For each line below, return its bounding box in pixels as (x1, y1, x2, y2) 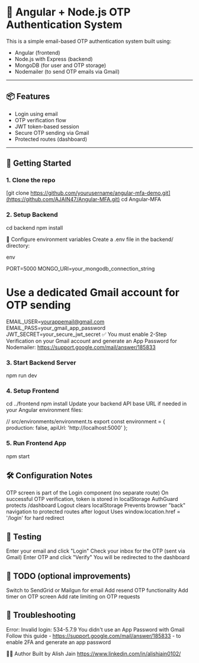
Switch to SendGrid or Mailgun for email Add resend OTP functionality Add (6, 587, 188, 594)
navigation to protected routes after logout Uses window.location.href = (6, 508, 181, 515)
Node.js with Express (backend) (14, 55, 93, 62)
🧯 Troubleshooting (6, 610, 76, 620)
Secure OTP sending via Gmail (14, 129, 89, 136)
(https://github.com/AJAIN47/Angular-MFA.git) (6, 196, 120, 203)
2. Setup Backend (6, 211, 58, 219)
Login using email (14, 110, 58, 118)
